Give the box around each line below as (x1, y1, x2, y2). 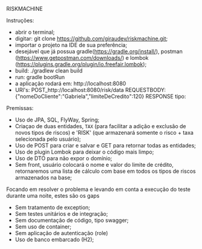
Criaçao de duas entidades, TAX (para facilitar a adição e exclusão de (14, 123, 186, 129)
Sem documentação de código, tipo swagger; (14, 217, 129, 224)
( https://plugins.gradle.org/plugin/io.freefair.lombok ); (14, 60, 147, 68)
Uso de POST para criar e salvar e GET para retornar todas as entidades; (14, 142, 196, 149)
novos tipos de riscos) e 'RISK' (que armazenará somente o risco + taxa (14, 129, 194, 136)
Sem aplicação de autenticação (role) (14, 230, 109, 236)
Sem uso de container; (14, 223, 72, 230)
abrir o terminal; (14, 28, 55, 36)
